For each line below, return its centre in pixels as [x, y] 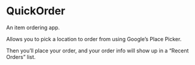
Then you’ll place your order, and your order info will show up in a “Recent [97, 50]
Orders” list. [21, 57]
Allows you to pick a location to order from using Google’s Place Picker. [94, 39]
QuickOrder [36, 11]
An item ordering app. [33, 27]
